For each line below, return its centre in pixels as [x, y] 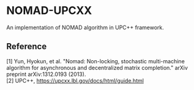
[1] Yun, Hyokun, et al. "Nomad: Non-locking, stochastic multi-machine [95, 61]
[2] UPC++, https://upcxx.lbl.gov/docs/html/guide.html [75, 80]
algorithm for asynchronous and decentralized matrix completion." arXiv [97, 67]
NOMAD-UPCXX [49, 11]
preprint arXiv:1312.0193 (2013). [46, 74]
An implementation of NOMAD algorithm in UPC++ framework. [85, 27]
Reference [27, 47]
